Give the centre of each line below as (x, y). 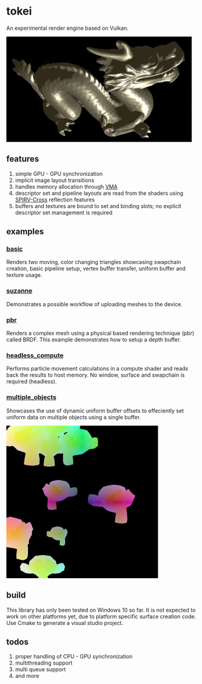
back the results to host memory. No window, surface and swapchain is (96, 375)
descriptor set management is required (64, 212)
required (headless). (32, 382)
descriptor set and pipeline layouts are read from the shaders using (99, 193)
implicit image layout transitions (55, 180)
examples (25, 232)
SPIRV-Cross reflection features (55, 200)
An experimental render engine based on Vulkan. (68, 28)
